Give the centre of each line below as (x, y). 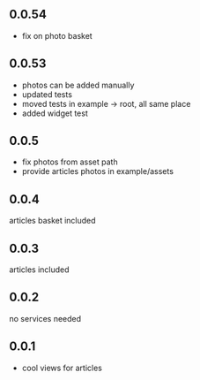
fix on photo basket (57, 35)
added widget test (55, 113)
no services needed (45, 318)
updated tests (47, 94)
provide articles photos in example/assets (98, 171)
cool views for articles (62, 368)
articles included (39, 270)
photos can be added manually (78, 85)
